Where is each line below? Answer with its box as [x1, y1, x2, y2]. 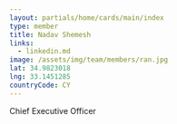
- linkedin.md [17, 47, 71, 56]
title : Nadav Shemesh [9, 30, 92, 39]
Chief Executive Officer [9, 105, 97, 116]
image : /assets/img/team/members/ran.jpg [9, 55, 169, 64]
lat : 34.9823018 [9, 64, 71, 73]
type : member [9, 22, 59, 31]
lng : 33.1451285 [9, 72, 71, 81]
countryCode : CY [9, 81, 71, 90]
